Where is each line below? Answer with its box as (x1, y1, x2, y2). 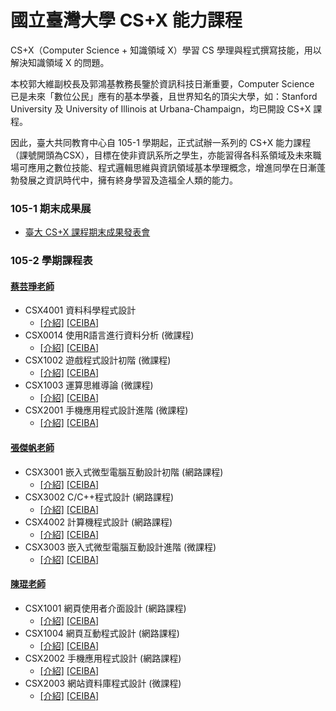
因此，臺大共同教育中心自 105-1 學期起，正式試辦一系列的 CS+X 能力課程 (10, 136, 312, 148)
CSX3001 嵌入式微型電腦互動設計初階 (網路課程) (24, 466, 224, 478)
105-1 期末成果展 (10, 201, 92, 215)
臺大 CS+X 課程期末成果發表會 (24, 226, 151, 238)
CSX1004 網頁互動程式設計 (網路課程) (24, 627, 180, 639)
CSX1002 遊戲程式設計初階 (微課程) (24, 354, 172, 366)
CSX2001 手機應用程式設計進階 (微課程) (24, 404, 189, 416)
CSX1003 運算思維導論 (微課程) (24, 379, 154, 391)
